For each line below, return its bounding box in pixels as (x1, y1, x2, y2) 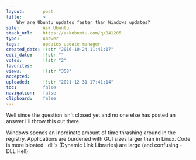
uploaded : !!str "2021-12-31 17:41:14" (6, 79, 114, 85)
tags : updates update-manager (6, 41, 101, 47)
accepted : (6, 74, 30, 79)
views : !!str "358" (6, 68, 72, 74)
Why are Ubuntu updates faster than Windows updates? (16, 19, 150, 25)
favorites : (6, 62, 33, 69)
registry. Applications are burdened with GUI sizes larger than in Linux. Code (6, 135, 191, 142)
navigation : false (6, 90, 57, 96)
